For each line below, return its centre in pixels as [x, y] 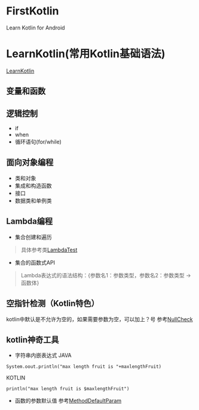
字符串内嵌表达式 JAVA [43, 355]
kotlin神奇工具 [33, 339]
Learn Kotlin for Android [36, 28]
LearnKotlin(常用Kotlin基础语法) [86, 54]
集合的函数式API [35, 262]
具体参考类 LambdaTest [49, 250]
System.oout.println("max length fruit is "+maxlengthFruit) [84, 367]
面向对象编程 [30, 162]
